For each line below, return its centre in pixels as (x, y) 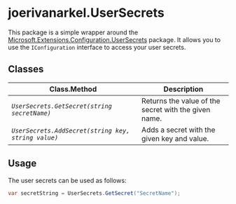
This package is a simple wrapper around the (73, 32)
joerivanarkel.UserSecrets (86, 13)
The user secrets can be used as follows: (67, 180)
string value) (35, 137)
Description (183, 89)
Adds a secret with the (179, 130)
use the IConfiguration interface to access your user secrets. (97, 47)
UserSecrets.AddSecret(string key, (71, 130)
